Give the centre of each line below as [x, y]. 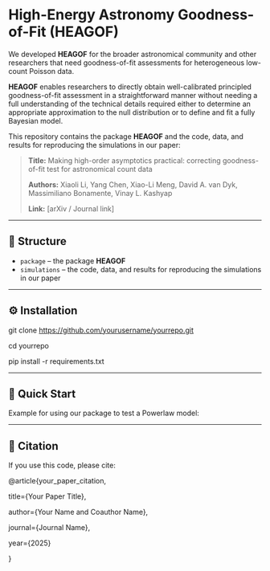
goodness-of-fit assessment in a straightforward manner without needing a [133, 95]
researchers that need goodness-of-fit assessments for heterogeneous [127, 63]
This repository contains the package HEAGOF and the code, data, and [126, 136]
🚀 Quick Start [42, 394]
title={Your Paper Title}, [47, 496]
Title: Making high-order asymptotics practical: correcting [124, 160]
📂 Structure [37, 241]
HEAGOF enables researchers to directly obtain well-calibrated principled [130, 87]
